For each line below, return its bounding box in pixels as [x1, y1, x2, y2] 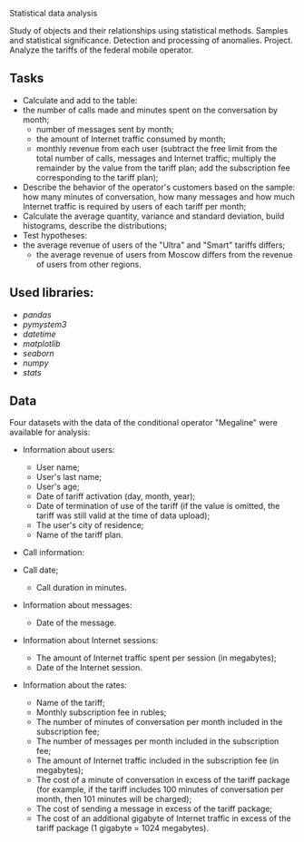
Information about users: [22, 445, 115, 455]
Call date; [22, 564, 59, 575]
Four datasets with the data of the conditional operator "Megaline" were [9, 417, 279, 428]
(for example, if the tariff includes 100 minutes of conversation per [35, 784, 284, 795]
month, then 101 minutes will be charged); [35, 794, 192, 805]
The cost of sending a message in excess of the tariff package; [35, 803, 273, 815]
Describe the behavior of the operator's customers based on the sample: [22, 181, 296, 192]
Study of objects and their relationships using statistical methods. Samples [9, 25, 289, 35]
